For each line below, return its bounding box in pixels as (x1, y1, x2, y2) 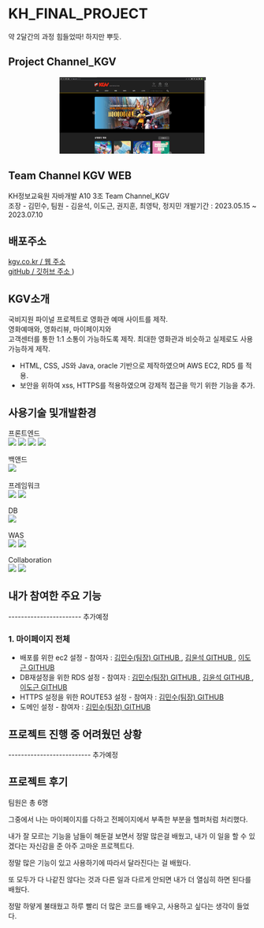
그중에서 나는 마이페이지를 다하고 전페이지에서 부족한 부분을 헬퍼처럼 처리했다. (8, 814, 248, 824)
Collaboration (8, 556, 52, 564)
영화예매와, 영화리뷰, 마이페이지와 (8, 324, 112, 334)
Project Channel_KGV (8, 55, 117, 69)
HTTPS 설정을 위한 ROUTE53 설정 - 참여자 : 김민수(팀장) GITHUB (19, 692, 225, 702)
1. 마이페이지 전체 (8, 633, 71, 644)
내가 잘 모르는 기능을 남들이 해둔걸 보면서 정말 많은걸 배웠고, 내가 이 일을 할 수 (8, 831, 247, 840)
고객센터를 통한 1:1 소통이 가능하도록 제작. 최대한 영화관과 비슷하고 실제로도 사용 (8, 335, 254, 344)
